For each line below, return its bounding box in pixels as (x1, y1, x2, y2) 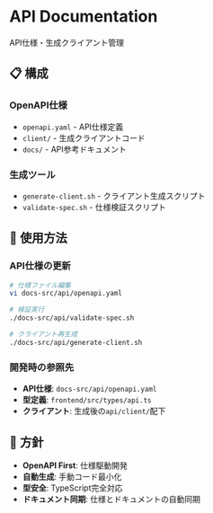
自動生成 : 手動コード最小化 (22, 471, 122, 482)
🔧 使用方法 (9, 231, 67, 246)
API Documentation (9, 6, 158, 27)
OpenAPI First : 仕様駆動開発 (22, 460, 128, 471)
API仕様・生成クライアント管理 (9, 37, 124, 48)
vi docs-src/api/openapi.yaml (9, 289, 123, 298)
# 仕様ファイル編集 (9, 280, 72, 289)
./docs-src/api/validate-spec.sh (9, 314, 135, 323)
